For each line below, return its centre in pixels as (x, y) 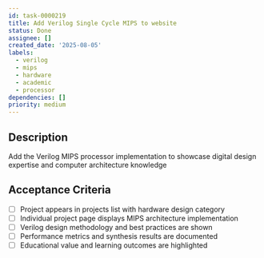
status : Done (30, 30)
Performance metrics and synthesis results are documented (119, 236)
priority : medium (37, 105)
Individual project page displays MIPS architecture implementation (129, 218)
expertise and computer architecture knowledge (88, 165)
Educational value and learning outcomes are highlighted (114, 245)
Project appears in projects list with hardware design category (122, 209)
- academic (34, 82)
